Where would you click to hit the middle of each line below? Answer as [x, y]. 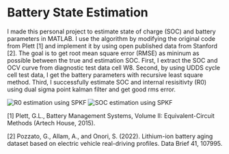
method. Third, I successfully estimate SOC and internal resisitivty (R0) [107, 82]
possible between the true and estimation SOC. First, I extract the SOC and [112, 60]
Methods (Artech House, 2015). [51, 123]
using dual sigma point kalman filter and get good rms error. [92, 89]
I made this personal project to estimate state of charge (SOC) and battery [111, 31]
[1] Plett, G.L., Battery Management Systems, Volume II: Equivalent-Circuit [111, 115]
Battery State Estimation [78, 13]
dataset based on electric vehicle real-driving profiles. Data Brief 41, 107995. [115, 143]
